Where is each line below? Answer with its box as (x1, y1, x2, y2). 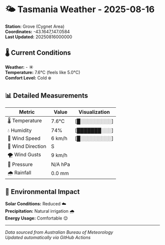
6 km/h (51, 135, 68, 142)
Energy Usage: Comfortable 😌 (5, 215, 68, 221)
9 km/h (51, 152, 68, 159)
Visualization (78, 108, 110, 115)
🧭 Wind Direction (7, 143, 47, 149)
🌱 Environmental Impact (5, 187, 80, 196)
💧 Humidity (7, 127, 32, 134)
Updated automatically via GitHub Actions (5, 235, 91, 241)
